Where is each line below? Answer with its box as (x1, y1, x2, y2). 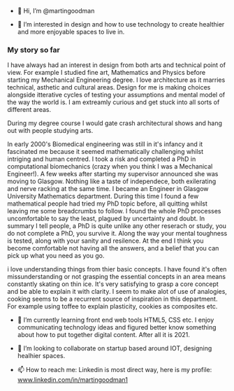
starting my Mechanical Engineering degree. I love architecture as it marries (7, 76, 226, 84)
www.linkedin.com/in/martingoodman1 (17, 376, 128, 384)
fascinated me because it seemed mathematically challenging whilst (7, 148, 204, 156)
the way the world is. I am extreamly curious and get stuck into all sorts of (7, 98, 220, 106)
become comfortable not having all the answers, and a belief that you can (7, 244, 219, 253)
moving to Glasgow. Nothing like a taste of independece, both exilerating (7, 177, 217, 185)
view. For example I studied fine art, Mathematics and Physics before (7, 69, 206, 77)
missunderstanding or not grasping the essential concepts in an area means (7, 273, 226, 281)
